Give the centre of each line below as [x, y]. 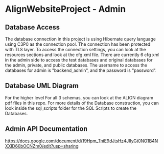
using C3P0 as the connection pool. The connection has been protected [78, 44]
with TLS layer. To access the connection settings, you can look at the [76, 49]
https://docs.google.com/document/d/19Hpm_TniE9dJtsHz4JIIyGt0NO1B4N [82, 141]
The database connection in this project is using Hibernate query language [80, 39]
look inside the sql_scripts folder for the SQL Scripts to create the [71, 108]
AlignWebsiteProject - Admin [65, 9]
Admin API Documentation [47, 129]
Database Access [33, 27]
